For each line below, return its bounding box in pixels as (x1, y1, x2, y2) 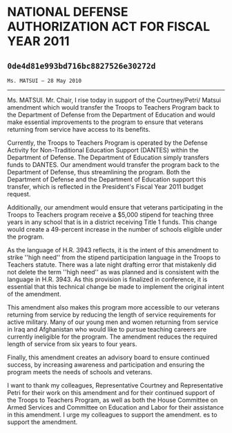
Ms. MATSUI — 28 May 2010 (7, 77, 81, 84)
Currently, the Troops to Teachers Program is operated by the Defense (7, 139, 209, 147)
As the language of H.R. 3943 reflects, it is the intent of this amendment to (7, 246, 219, 254)
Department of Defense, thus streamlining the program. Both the (7, 168, 191, 176)
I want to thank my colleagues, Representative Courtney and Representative (7, 381, 223, 390)
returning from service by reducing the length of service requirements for (7, 311, 216, 319)
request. (7, 190, 31, 198)
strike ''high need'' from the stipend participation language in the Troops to (7, 253, 221, 261)
